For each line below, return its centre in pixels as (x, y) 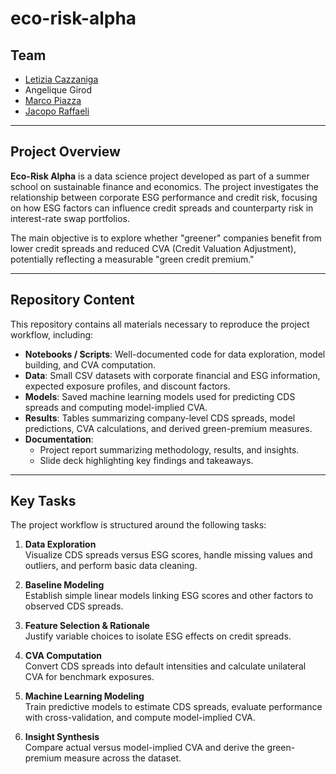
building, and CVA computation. (90, 364)
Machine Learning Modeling (84, 696)
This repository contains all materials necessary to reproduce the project (160, 324)
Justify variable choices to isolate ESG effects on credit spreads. (158, 636)
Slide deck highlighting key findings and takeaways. (146, 460)
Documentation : (59, 439)
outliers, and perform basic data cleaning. (111, 566)
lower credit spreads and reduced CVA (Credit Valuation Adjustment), (153, 248)
